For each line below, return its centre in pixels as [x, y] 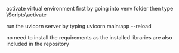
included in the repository [38, 44]
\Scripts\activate [26, 15]
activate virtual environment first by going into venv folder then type [90, 9]
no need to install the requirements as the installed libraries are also [89, 37]
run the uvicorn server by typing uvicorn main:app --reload [79, 26]
